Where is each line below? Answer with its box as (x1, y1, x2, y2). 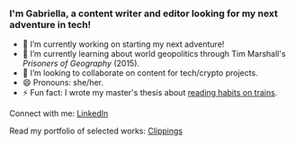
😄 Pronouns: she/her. (22, 77, 104, 88)
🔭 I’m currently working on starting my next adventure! (22, 39, 225, 50)
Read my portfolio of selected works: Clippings (9, 125, 183, 137)
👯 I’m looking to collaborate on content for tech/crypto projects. (22, 68, 258, 78)
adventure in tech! (9, 18, 92, 31)
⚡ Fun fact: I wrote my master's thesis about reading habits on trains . (22, 87, 278, 98)
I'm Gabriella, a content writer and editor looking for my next (9, 7, 279, 20)
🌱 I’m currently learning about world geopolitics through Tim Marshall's (22, 49, 286, 59)
